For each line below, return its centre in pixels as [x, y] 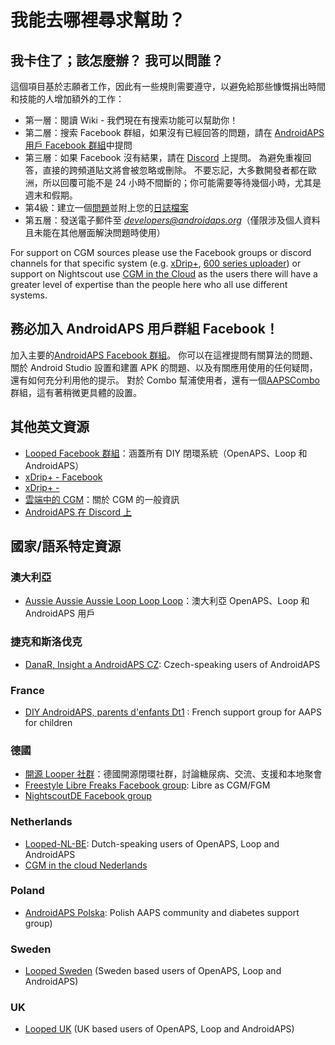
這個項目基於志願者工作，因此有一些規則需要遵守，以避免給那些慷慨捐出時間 [168, 86]
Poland [27, 891]
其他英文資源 [50, 427]
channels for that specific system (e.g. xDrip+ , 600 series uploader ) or [156, 263]
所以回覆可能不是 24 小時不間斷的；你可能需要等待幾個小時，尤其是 [182, 182]
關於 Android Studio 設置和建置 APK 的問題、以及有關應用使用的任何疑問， [164, 367]
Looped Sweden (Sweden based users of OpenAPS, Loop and [153, 971]
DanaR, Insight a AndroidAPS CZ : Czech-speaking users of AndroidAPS [172, 664]
